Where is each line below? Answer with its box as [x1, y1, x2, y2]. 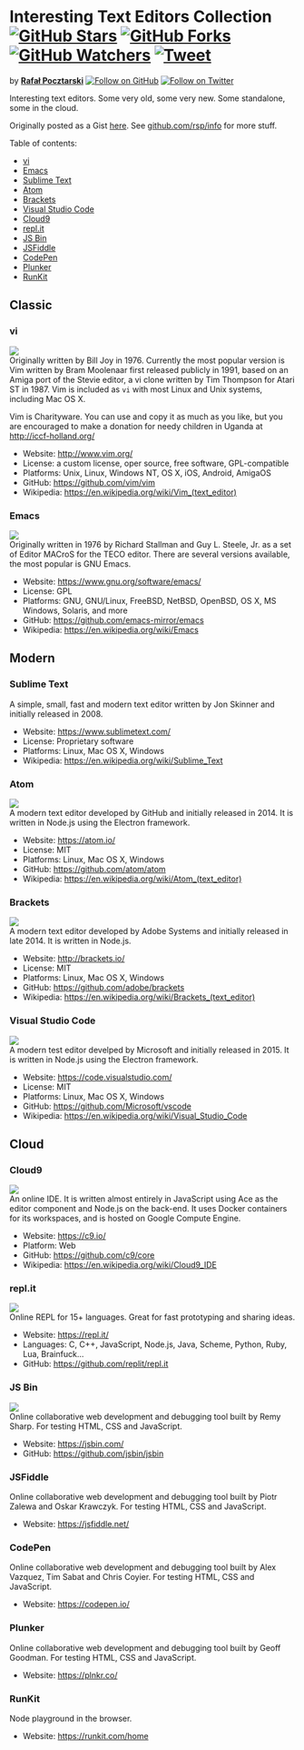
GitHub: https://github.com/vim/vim [22, 477, 156, 488]
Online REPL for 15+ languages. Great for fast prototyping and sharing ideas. [9, 1312, 296, 1323]
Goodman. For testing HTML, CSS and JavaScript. [9, 1652, 197, 1663]
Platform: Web [22, 1240, 76, 1252]
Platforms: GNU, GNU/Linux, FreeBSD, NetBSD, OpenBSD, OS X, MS [22, 595, 277, 606]
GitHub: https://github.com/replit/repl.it [22, 1358, 169, 1370]
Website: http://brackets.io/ [22, 953, 125, 964]
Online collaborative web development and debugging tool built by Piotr [9, 1492, 278, 1503]
